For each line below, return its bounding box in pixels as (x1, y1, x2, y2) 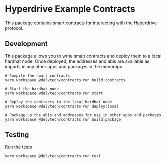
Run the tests (5, 144, 32, 150)
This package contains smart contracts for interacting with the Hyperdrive (5, 20, 157, 26)
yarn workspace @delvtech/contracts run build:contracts (5, 77, 126, 83)
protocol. (5, 25, 24, 31)
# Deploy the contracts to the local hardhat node (5, 99, 112, 104)
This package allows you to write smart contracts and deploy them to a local (5, 53, 162, 59)
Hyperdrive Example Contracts (5, 3, 136, 15)
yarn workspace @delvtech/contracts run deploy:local (5, 104, 119, 109)
